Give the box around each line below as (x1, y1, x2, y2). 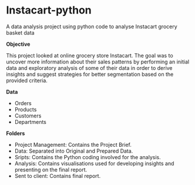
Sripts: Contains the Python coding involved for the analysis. (14, 153, 161, 160)
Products (14, 106, 37, 113)
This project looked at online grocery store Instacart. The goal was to (6, 52, 173, 59)
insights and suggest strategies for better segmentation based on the (6, 70, 174, 78)
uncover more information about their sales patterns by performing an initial (6, 58, 190, 65)
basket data (6, 29, 35, 36)
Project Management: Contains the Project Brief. (14, 141, 132, 148)
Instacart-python (6, 4, 92, 17)
